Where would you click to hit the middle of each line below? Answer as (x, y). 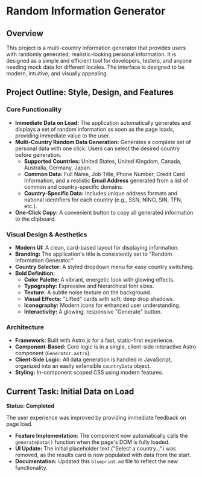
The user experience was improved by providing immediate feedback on (96, 418)
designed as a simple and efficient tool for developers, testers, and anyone (99, 61)
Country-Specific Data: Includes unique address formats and (101, 193)
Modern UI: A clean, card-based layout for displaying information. (97, 247)
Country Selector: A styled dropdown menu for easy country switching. (105, 267)
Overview (25, 33)
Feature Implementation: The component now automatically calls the (101, 436)
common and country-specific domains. (74, 187)
